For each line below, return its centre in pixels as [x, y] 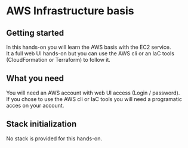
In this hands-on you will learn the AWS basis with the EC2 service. [89, 47]
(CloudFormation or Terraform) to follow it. [58, 60]
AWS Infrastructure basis [70, 11]
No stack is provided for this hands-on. [54, 138]
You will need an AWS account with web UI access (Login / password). [93, 93]
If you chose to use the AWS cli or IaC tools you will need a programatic [94, 99]
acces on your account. [35, 105]
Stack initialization [41, 124]
